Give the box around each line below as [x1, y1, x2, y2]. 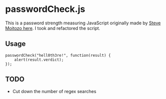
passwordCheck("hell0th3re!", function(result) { [5, 53, 111, 58]
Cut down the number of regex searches [12, 88, 97, 94]
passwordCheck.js [5, 3, 85, 15]
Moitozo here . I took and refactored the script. [5, 25, 100, 31]
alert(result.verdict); [14, 57, 64, 62]
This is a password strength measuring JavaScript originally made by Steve [5, 20, 161, 26]
